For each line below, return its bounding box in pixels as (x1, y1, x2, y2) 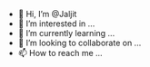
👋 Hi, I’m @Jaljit (17, 9, 77, 19)
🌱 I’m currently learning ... (17, 28, 115, 38)
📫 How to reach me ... (17, 48, 103, 58)
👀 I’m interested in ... (17, 18, 95, 29)
